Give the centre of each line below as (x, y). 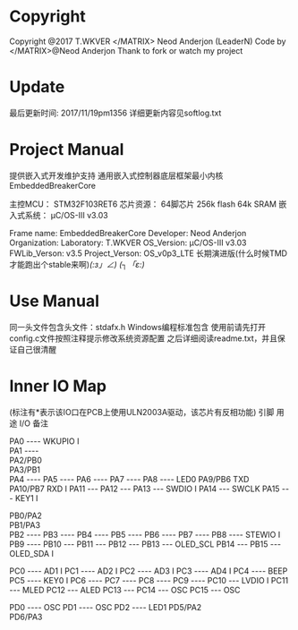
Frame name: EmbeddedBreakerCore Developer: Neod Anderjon (128, 233)
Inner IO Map (58, 386)
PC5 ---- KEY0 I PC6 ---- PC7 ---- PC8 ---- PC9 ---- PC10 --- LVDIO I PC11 (149, 580)
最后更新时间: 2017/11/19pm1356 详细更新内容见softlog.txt (115, 113)
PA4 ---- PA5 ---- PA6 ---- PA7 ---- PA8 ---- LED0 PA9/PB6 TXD (129, 479)
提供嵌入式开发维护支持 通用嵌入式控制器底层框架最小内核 (116, 175)
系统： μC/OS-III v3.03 (67, 215)
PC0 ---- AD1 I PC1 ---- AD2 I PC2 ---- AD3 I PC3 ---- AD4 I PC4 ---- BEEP (149, 571)
